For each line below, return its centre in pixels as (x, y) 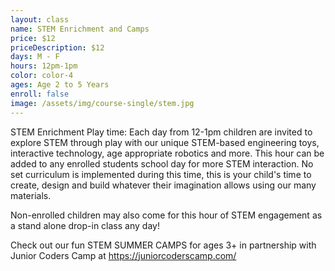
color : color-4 (42, 76)
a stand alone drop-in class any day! (85, 225)
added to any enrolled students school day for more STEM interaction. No (162, 163)
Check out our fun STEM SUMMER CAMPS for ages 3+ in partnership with (163, 245)
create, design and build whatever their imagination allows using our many (163, 185)
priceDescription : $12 (57, 47)
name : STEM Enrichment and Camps (80, 29)
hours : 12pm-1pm (44, 66)
